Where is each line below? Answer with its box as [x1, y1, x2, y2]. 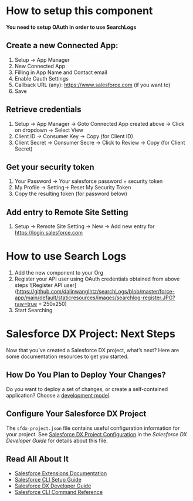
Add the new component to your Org [14, 269, 104, 276]
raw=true [14, 300, 37, 308]
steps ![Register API [14, 282, 63, 289]
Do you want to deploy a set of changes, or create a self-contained [6, 385, 168, 392]
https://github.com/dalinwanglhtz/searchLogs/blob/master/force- [16, 288, 175, 295]
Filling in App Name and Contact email [14, 69, 107, 76]
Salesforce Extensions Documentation [14, 469, 107, 477]
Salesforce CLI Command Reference [14, 488, 103, 495]
